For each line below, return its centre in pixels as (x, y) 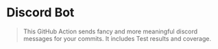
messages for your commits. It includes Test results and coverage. (117, 38)
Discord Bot (40, 13)
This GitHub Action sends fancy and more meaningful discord (110, 31)
